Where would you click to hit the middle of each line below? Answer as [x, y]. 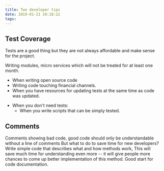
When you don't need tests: [40, 105]
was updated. [26, 96]
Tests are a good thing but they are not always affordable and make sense [80, 51]
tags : [11, 19]
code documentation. [27, 164]
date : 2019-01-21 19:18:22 [33, 14]
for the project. [20, 56]
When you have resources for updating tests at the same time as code [83, 91]
